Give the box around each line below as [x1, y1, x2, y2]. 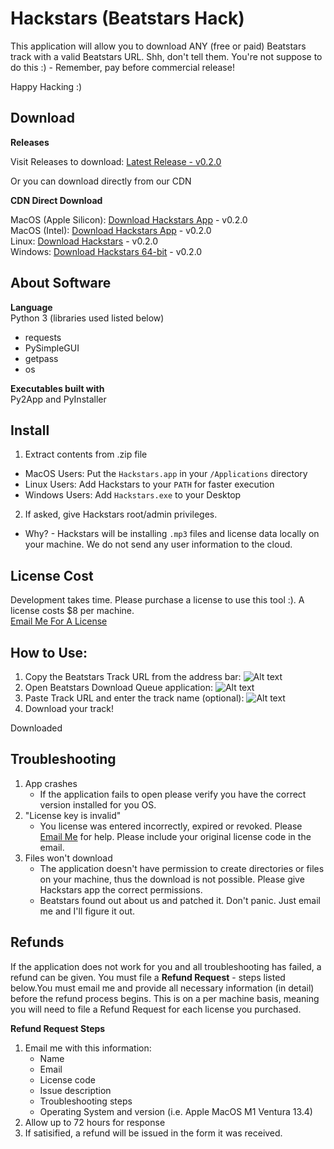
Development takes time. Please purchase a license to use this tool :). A [10, 594, 305, 606]
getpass [24, 352, 59, 364]
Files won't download [24, 852, 113, 864]
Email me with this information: [24, 1042, 152, 1054]
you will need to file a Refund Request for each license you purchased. [10, 1003, 302, 1015]
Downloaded [10, 722, 63, 734]
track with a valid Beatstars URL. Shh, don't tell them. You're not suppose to [10, 50, 323, 62]
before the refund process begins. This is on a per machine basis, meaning [10, 992, 320, 1004]
